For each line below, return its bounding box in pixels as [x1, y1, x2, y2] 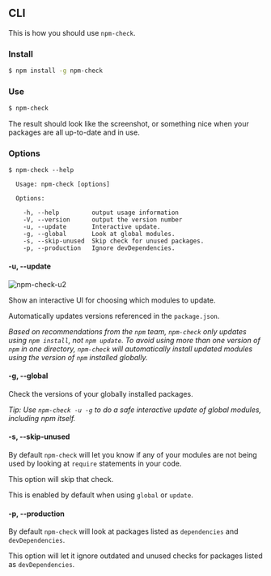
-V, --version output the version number [23, 216, 183, 224]
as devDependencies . [8, 560, 75, 570]
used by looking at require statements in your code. [8, 458, 182, 469]
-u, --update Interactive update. [23, 223, 161, 231]
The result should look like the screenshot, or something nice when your [8, 119, 249, 129]
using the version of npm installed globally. [8, 352, 148, 362]
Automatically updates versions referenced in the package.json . [8, 311, 220, 320]
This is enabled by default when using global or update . [8, 490, 194, 500]
